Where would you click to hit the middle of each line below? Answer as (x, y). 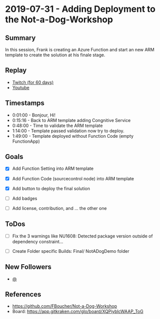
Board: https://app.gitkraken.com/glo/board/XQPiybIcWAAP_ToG (78, 312)
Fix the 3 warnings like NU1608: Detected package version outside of (82, 236)
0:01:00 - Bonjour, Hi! (34, 115)
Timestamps (25, 103)
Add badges (25, 198)
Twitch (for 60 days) (33, 82)
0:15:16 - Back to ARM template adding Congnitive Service (71, 120)
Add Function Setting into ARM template (53, 168)
